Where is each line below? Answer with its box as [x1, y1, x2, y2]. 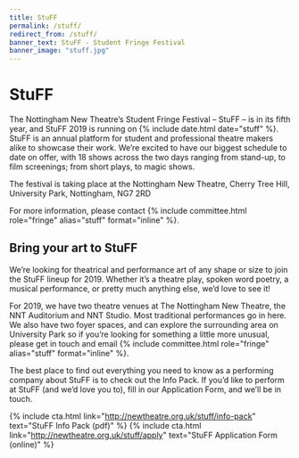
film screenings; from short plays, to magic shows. [9, 161, 195, 172]
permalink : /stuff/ [9, 21, 82, 30]
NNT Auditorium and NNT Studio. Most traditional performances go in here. [9, 309, 287, 321]
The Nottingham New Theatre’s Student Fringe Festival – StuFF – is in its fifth [9, 114, 291, 125]
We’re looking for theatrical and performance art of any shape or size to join [9, 264, 288, 274]
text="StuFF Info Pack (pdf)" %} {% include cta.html [9, 420, 202, 430]
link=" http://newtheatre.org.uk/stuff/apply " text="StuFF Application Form [9, 429, 278, 440]
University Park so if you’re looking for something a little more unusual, [9, 329, 270, 339]
